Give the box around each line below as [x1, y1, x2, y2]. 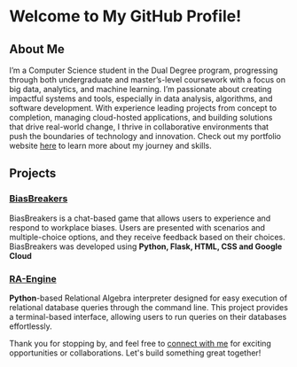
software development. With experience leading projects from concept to [9, 103, 277, 113]
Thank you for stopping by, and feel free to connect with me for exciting [9, 338, 272, 348]
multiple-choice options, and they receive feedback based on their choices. [9, 231, 285, 242]
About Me [9, 42, 65, 57]
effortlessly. [9, 321, 53, 332]
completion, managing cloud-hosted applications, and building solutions [9, 113, 273, 122]
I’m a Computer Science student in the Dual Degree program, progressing [9, 65, 278, 75]
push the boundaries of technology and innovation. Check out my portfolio [9, 131, 282, 141]
